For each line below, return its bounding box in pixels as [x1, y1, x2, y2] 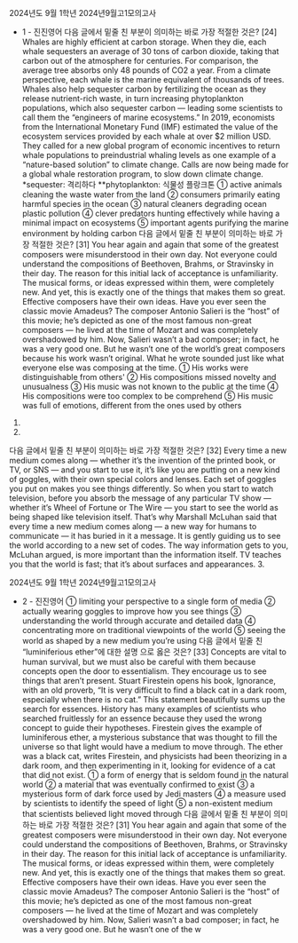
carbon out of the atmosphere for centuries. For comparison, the [21, 56, 259, 66]
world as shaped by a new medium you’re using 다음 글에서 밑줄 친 [21, 636, 263, 646]
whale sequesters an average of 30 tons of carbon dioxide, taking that [21, 46, 279, 56]
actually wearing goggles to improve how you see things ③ [21, 606, 242, 616]
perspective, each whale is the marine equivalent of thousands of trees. [21, 75, 285, 84]
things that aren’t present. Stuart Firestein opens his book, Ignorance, [21, 676, 277, 685]
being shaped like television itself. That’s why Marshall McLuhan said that [9, 511, 278, 522]
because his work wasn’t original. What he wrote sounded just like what [21, 353, 285, 363]
